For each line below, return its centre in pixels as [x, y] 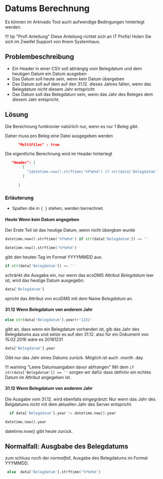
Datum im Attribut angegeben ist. [38, 377]
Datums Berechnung [47, 8]
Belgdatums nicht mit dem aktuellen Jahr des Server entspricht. [69, 404]
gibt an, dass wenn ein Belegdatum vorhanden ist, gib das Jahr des [72, 329]
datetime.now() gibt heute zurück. [39, 431]
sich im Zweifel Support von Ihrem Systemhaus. [53, 41]
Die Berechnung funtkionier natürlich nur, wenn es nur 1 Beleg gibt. [72, 126]
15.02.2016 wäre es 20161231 [34, 339]
